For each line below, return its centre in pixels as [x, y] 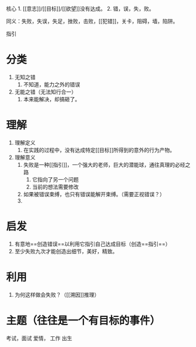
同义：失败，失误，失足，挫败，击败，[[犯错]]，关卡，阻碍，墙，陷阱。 [92, 21]
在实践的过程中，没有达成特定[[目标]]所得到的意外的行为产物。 [99, 150]
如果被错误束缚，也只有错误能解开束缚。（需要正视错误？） [94, 194]
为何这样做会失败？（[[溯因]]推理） [57, 295]
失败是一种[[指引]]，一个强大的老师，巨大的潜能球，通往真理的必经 [104, 164]
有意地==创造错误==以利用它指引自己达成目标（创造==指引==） [92, 244]
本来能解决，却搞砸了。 [52, 99]
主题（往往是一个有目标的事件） [83, 320]
